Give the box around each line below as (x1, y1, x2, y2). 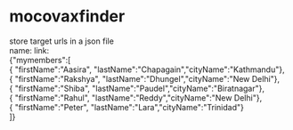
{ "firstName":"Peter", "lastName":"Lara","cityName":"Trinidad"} (9, 102, 245, 112)
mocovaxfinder (9, 6, 126, 27)
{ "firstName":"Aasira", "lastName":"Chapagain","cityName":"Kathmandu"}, (9, 64, 285, 75)
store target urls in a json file (9, 36, 114, 46)
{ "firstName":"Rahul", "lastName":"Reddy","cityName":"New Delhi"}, (9, 92, 263, 103)
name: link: (9, 45, 50, 55)
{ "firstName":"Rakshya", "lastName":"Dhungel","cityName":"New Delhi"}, (9, 73, 281, 84)
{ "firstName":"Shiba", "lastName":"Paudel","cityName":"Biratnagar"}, (9, 83, 265, 93)
